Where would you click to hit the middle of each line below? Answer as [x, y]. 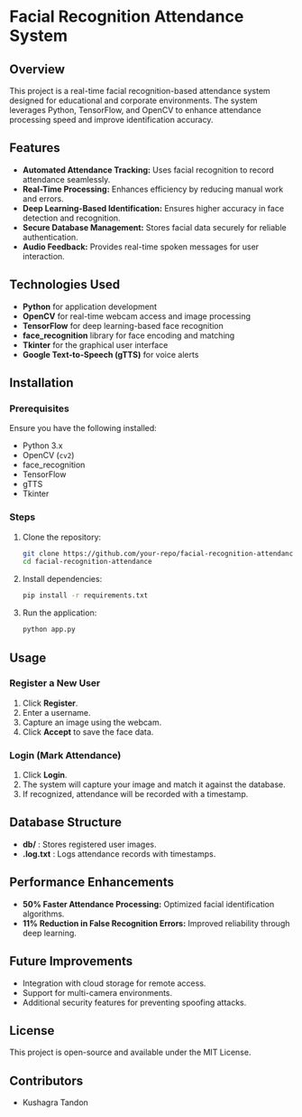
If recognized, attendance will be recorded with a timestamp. [135, 794]
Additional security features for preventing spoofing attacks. [134, 1002]
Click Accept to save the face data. [88, 732]
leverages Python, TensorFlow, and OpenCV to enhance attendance [135, 110]
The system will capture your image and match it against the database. [154, 784]
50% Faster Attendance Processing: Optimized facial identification [148, 904]
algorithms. [43, 914]
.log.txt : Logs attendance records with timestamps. [119, 854]
